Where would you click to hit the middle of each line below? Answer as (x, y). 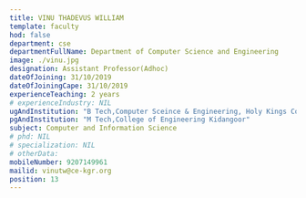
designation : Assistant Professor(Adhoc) (89, 69)
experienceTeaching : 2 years (65, 94)
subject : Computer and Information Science (93, 129)
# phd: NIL (30, 137)
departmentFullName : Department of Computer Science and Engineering (144, 52)
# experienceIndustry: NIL (61, 103)
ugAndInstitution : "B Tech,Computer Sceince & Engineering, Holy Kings (148, 111)
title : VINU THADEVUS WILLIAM (67, 18)
